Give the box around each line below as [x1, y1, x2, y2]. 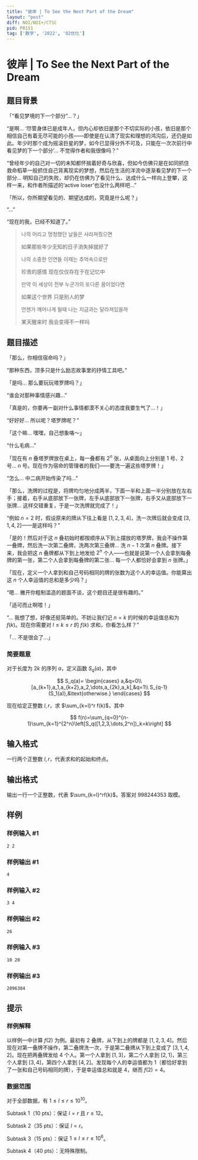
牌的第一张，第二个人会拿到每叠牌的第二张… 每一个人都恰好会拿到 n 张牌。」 [6, 557, 192, 564]
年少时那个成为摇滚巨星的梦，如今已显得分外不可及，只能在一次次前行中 [16, 140, 192, 147]
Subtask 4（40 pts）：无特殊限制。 [6, 1148, 90, 1155]
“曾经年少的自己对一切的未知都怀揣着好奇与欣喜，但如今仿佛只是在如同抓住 [6, 160, 190, 167]
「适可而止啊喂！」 [6, 602, 53, 609]
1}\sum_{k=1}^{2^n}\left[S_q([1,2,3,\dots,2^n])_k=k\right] [26, 720, 164, 727]
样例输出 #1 [6, 857, 39, 866]
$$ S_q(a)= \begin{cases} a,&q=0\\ [56, 678, 142, 685]
